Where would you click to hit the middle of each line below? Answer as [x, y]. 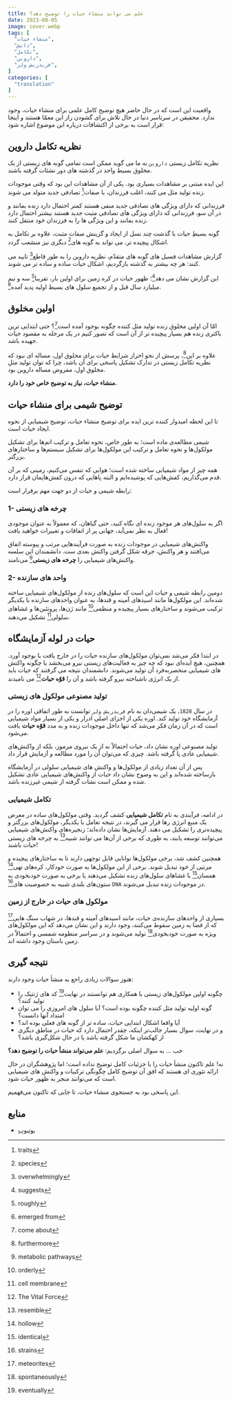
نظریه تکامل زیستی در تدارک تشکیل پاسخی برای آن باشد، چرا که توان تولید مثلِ [109, 362]
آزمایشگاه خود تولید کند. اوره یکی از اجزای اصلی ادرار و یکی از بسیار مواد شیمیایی [113, 718]
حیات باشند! [23, 845]
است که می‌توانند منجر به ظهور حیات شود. [62, 1079]
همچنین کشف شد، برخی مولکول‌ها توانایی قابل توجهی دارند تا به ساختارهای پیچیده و [114, 858]
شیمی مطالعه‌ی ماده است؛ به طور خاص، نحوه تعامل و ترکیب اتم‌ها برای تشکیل [108, 442]
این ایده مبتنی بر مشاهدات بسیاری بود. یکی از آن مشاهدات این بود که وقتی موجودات [116, 183]
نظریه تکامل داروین [44, 146]
